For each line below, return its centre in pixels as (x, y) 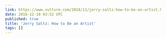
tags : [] (14, 28)
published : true (22, 19)
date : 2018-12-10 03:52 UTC (34, 14)
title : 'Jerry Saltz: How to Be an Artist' (51, 23)
